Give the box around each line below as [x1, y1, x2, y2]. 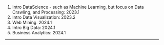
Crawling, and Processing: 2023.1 [12, 9, 80, 15]
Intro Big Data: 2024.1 [12, 25, 56, 30]
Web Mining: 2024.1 [12, 19, 52, 25]
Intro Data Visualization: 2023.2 [12, 15, 76, 20]
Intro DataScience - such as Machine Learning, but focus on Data [12, 4, 144, 10]
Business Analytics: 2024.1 [12, 30, 66, 35]
